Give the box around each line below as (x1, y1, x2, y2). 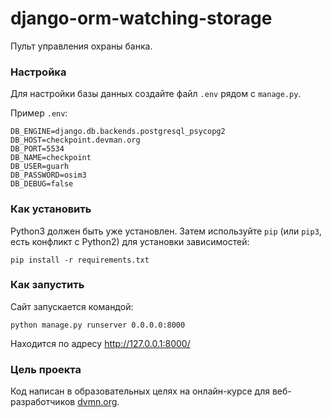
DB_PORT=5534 (10, 144, 65, 154)
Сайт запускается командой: (10, 300, 134, 312)
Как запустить (10, 278, 85, 292)
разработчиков (10, 396, 76, 408)
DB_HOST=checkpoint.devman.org (10, 135, 141, 146)
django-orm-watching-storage (10, 7, 273, 30)
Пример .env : (10, 107, 68, 119)
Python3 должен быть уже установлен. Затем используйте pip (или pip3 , (10, 225, 322, 237)
